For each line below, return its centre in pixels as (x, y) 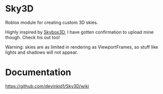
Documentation (38, 72)
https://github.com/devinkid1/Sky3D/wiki (47, 86)
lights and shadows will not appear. (42, 52)
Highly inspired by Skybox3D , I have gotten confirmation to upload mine (79, 32)
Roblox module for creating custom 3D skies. (52, 22)
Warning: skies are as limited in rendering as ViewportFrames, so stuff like (82, 47)
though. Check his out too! (33, 37)
